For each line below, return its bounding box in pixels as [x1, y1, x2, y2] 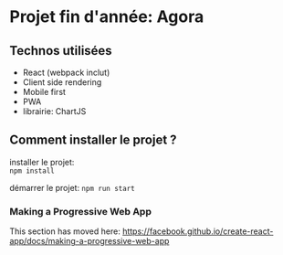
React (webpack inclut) [22, 67, 110, 78]
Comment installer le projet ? [9, 133, 177, 148]
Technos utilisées [9, 43, 112, 58]
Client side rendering [22, 77, 102, 88]
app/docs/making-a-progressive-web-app [9, 236, 170, 247]
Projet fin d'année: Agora [9, 6, 204, 27]
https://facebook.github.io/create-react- [121, 226, 274, 237]
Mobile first [22, 87, 67, 97]
